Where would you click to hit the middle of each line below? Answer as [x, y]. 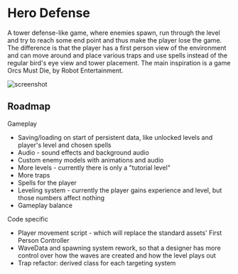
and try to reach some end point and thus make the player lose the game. [115, 40]
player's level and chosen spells [64, 145]
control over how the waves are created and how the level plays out [117, 255]
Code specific [28, 219]
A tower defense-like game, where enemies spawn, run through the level [114, 33]
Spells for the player [47, 182]
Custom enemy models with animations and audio [91, 160]
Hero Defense [49, 13]
